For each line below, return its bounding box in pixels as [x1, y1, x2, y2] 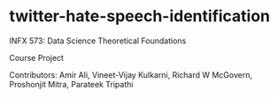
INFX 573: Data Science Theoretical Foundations [9, 35, 187, 46]
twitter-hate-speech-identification [9, 6, 271, 26]
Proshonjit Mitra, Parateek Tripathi [9, 79, 134, 89]
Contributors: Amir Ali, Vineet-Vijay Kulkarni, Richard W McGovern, [9, 69, 252, 80]
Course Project [9, 52, 65, 63]
